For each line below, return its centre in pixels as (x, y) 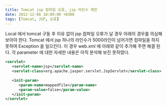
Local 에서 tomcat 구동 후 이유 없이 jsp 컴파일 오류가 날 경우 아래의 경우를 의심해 (84, 34)
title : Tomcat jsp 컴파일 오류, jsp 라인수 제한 (51, 10)
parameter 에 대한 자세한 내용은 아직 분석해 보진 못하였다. (73, 52)
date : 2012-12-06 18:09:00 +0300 (40, 14)
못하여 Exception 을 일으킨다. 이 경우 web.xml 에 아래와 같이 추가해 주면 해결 (80, 46)
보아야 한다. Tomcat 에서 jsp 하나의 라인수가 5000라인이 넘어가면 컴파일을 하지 (82, 40)
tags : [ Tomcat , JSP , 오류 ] (32, 19)
